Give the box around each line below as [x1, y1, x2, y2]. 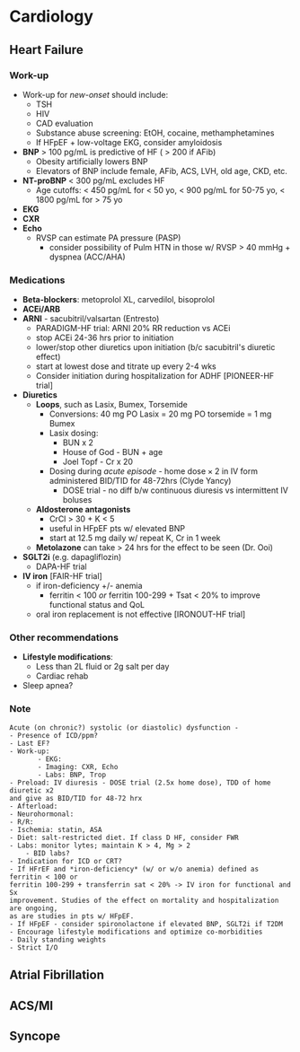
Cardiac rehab [35, 671, 89, 681]
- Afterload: [9, 802, 58, 811]
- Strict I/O [9, 942, 58, 952]
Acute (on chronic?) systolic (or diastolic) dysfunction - [9, 723, 240, 732]
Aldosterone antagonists [35, 504, 131, 515]
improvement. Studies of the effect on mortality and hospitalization [9, 896, 279, 905]
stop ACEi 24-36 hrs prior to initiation [35, 332, 174, 343]
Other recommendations [9, 631, 119, 644]
